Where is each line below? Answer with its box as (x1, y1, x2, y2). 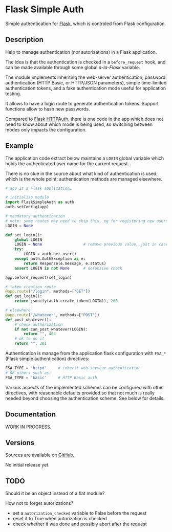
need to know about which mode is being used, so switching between (5, 121, 153, 127)
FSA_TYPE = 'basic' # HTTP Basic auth (5, 375, 97, 380)
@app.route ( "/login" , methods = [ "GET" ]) (5, 289, 91, 294)
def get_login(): (5, 294, 42, 299)
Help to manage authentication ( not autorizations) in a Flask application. (5, 49, 157, 55)
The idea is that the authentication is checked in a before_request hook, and (5, 59, 166, 65)
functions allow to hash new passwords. (5, 106, 90, 112)
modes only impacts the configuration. (5, 126, 87, 132)
